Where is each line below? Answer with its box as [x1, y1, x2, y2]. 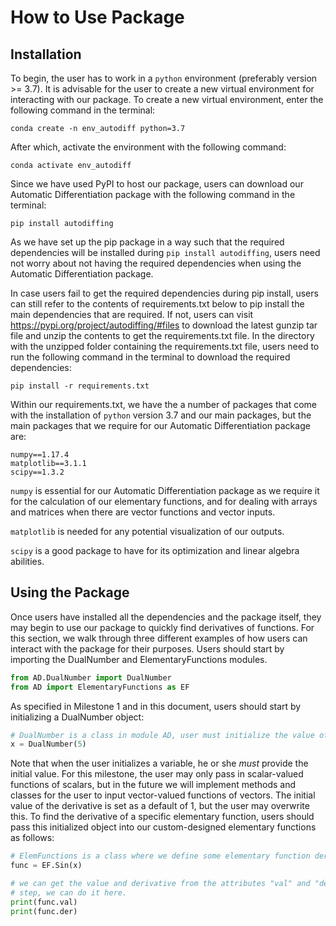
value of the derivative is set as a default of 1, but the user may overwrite [10, 800, 310, 812]
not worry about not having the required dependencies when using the [10, 257, 302, 269]
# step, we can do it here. [10, 887, 128, 898]
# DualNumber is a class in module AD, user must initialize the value [10, 730, 315, 740]
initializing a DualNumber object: [10, 711, 145, 723]
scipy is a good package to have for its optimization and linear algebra [10, 545, 300, 556]
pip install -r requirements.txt [10, 381, 150, 391]
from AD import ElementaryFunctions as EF [10, 682, 190, 692]
